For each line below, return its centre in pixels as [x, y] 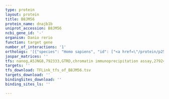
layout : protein [22, 14]
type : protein [20, 10]
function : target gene [29, 42]
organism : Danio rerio [29, 38]
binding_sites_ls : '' [28, 84]
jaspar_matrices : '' [27, 56]
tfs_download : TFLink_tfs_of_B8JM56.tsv [48, 70]
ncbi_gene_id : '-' [24, 33]
